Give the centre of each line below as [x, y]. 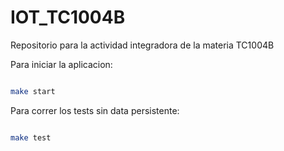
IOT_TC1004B [68, 17]
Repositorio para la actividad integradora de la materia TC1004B [142, 45]
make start [33, 91]
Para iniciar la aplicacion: [61, 64]
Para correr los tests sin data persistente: [95, 110]
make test [31, 137]
